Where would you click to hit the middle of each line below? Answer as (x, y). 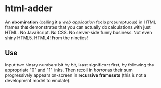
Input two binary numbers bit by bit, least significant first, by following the (80, 65)
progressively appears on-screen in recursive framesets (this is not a (76, 75)
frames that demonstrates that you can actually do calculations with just (78, 27)
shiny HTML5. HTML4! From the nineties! (47, 38)
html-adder (29, 9)
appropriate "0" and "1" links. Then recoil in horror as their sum (69, 70)
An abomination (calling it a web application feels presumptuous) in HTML (80, 22)
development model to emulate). (38, 80)
